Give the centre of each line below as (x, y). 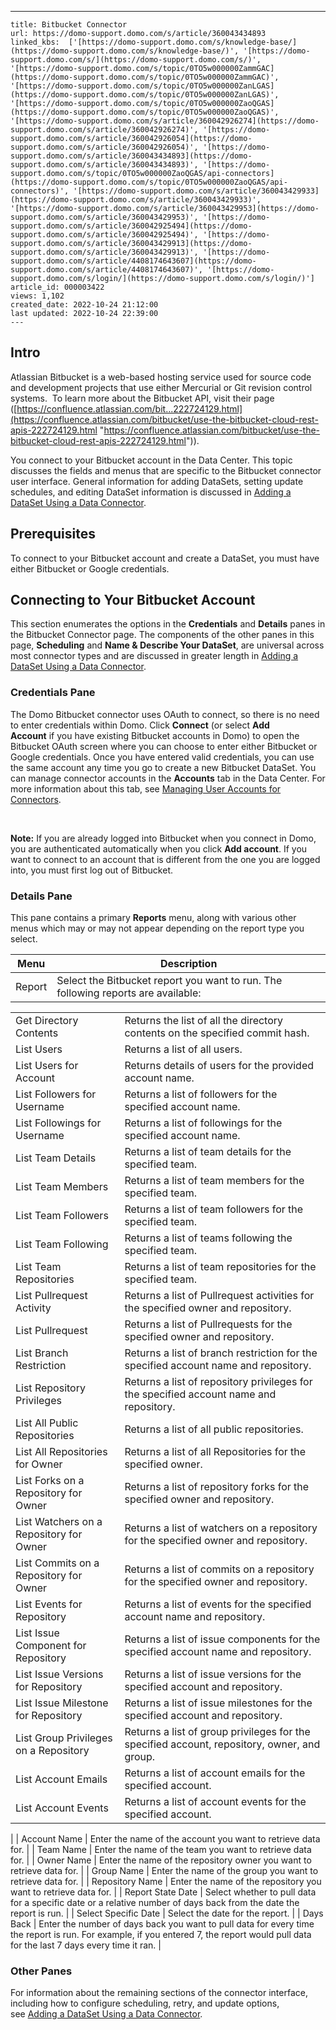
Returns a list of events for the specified (218, 1604)
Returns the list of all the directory (204, 1021)
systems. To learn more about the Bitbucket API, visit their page (142, 398)
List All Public (47, 1423)
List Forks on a (50, 1481)
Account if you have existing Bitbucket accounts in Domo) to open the (155, 735)
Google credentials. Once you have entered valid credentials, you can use (162, 757)
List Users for (47, 1066)
